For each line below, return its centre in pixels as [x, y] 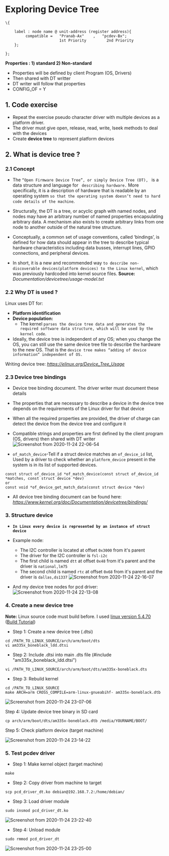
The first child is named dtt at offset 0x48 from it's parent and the [88, 561]
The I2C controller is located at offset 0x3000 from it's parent [82, 550]
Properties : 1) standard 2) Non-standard [49, 63]
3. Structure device [29, 515]
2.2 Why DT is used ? [31, 292]
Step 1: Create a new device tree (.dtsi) [53, 632]
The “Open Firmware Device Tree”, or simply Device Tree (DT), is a [86, 180]
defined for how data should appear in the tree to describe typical [81, 242]
